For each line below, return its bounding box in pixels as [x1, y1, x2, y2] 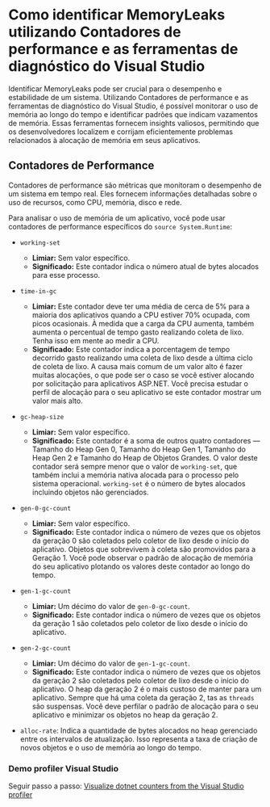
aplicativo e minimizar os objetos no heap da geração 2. [31, 709, 218, 720]
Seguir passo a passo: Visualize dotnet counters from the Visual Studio [8, 781, 244, 791]
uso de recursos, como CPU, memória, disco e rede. [8, 197, 183, 207]
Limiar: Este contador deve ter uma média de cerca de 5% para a [31, 301, 250, 311]
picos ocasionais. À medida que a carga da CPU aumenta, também [31, 318, 255, 328]
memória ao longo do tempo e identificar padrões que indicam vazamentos [8, 109, 258, 119]
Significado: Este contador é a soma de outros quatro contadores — [31, 435, 260, 445]
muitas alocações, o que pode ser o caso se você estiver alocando [31, 370, 255, 380]
